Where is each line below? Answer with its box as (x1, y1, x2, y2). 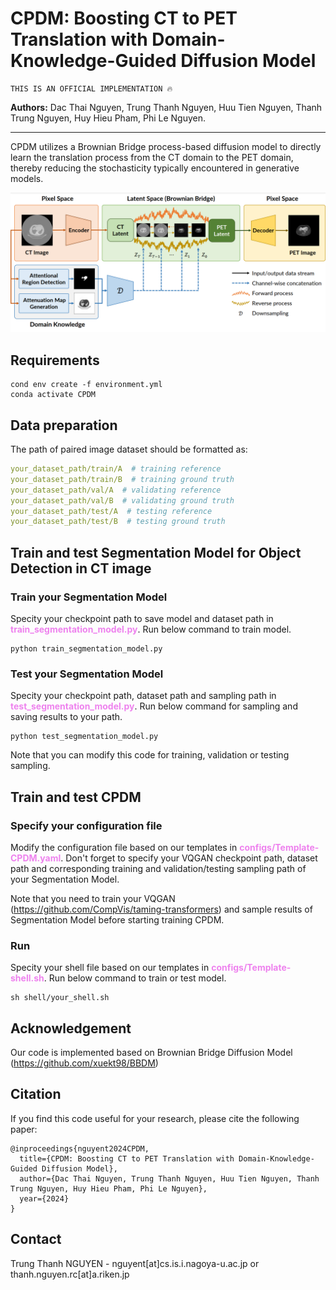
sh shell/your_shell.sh (10, 993, 110, 1003)
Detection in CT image (10, 560, 152, 577)
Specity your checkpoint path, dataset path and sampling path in (10, 690, 277, 702)
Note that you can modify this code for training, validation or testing (10, 749, 290, 761)
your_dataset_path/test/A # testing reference (10, 506, 213, 516)
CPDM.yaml (10, 852, 62, 864)
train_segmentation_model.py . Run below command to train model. (10, 623, 292, 635)
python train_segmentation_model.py (10, 643, 163, 654)
